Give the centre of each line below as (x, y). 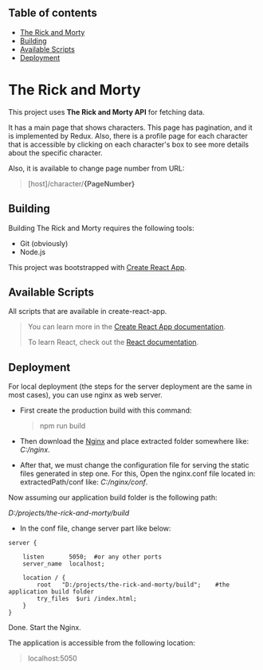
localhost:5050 (52, 658)
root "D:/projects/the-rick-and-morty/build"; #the (133, 585)
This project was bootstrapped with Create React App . (98, 267)
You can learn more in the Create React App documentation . (126, 327)
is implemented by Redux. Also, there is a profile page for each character (128, 135)
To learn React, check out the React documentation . (113, 343)
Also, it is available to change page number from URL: (96, 168)
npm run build (63, 426)
